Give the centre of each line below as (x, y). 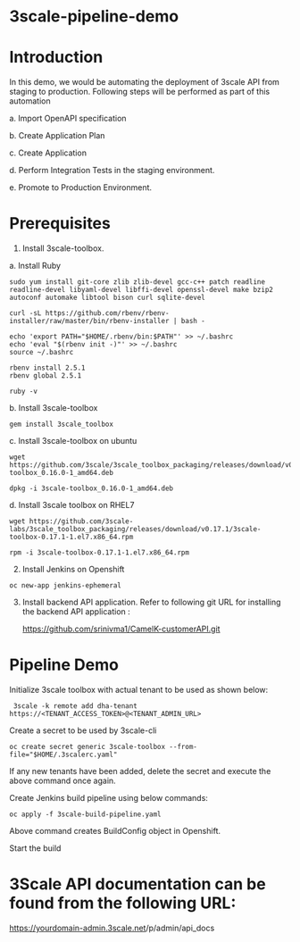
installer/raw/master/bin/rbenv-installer (89, 321)
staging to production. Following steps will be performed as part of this (140, 92)
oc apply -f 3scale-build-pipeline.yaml (86, 814)
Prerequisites (60, 224)
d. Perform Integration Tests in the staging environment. (112, 171)
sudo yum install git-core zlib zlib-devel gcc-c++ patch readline (137, 282)
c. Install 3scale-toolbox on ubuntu (73, 441)
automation (30, 101)
